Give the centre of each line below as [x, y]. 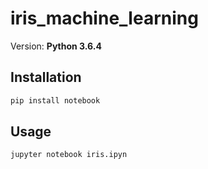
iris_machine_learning [104, 18]
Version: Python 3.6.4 [56, 46]
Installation [46, 77]
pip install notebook [55, 100]
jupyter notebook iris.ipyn [69, 155]
